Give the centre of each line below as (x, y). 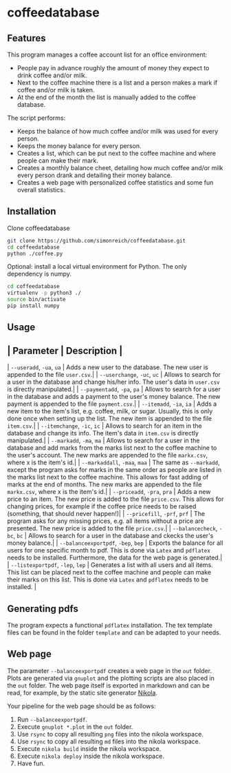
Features (26, 38)
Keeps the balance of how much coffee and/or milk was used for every (118, 131)
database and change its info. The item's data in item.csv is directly (103, 433)
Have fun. (31, 763)
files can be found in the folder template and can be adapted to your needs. (114, 632)
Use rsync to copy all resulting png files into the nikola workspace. (110, 734)
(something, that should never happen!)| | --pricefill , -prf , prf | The (106, 514)
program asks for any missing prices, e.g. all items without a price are (106, 521)
